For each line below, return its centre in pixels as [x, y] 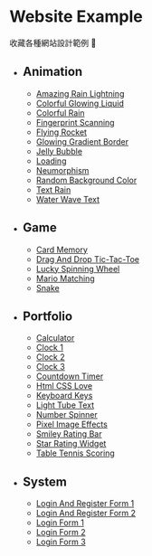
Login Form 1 [60, 523]
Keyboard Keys [64, 396]
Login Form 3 [61, 542]
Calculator [55, 338]
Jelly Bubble [59, 151]
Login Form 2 [61, 532]
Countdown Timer [70, 376]
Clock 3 [50, 367]
